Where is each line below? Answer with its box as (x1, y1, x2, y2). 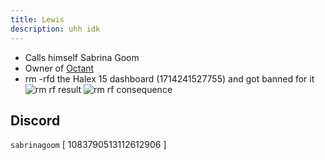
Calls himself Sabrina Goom (24, 51, 140, 63)
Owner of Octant (24, 62, 95, 74)
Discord (10, 112, 61, 129)
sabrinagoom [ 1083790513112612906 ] (10, 139, 167, 151)
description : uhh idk (10, 24, 101, 34)
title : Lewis (10, 14, 65, 25)
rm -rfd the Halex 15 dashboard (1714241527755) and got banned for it (24, 72, 315, 85)
